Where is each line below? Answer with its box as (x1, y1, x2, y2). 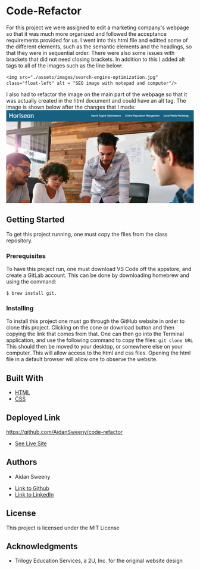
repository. (6, 237, 33, 244)
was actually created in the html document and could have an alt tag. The (6, 97, 186, 104)
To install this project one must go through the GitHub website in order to (6, 318, 185, 325)
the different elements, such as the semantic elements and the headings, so (6, 43, 192, 50)
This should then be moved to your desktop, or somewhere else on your (6, 343, 183, 350)
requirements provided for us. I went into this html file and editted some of (6, 36, 188, 44)
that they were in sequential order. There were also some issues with (6, 49, 175, 56)
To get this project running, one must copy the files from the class (6, 230, 168, 238)
